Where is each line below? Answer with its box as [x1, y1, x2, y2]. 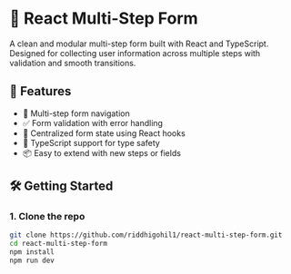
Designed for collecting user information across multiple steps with [9, 47, 261, 58]
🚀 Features [9, 83, 72, 99]
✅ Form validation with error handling [22, 117, 164, 128]
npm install [9, 248, 55, 257]
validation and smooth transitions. [9, 57, 136, 68]
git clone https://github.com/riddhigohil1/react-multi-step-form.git [9, 230, 283, 240]
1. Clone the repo [9, 210, 85, 223]
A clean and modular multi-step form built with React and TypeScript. [9, 38, 269, 49]
